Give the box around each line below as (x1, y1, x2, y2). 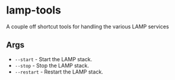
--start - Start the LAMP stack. (14, 55, 93, 62)
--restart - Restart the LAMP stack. (14, 68, 104, 75)
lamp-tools (6, 4, 61, 17)
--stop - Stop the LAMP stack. (14, 62, 90, 69)
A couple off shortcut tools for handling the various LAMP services (6, 23, 169, 30)
